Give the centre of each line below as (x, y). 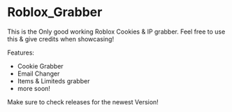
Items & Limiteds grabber (53, 80)
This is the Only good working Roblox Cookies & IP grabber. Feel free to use (116, 31)
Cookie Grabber (41, 66)
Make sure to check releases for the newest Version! (83, 101)
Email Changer (38, 73)
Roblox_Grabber (55, 12)
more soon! (34, 88)
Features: (21, 52)
